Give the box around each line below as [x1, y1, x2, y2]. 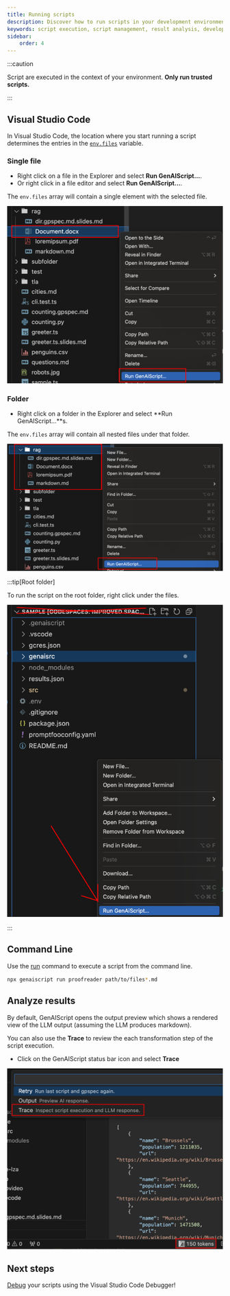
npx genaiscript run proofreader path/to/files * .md [7, 976, 157, 983]
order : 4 [19, 40, 44, 47]
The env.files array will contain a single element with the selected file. [7, 192, 207, 201]
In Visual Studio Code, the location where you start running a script [7, 131, 196, 140]
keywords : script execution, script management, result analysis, [7, 25, 201, 32]
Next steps [7, 1262, 55, 1274]
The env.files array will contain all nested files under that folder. [7, 430, 190, 438]
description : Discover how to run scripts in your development [7, 18, 192, 25]
